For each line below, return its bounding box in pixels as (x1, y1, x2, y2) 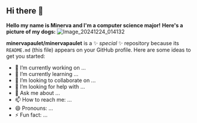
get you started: (6, 52, 46, 59)
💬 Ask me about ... (14, 89, 60, 96)
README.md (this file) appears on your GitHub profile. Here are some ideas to (6, 46, 191, 53)
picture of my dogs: (6, 28, 56, 35)
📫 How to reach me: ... (14, 96, 72, 103)
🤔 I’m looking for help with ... (14, 83, 85, 90)
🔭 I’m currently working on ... (14, 64, 86, 71)
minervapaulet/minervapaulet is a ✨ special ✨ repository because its (6, 39, 179, 46)
